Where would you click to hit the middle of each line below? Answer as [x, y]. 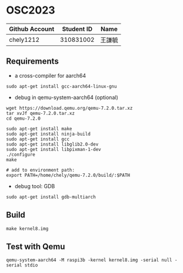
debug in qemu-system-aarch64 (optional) [66, 97]
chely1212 [24, 40]
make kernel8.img [27, 228]
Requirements [32, 62]
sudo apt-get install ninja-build [49, 134]
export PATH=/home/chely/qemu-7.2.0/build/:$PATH [68, 175]
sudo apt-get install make [39, 129]
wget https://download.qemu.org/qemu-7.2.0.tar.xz [69, 108]
